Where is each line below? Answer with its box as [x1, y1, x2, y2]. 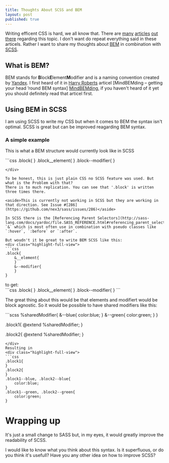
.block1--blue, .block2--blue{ [5, 376, 71, 381]
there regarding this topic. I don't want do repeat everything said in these [5, 36, 157, 42]
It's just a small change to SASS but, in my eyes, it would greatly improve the [5, 432, 164, 438]
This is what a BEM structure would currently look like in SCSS [5, 148, 135, 154]
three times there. [5, 189, 46, 194]
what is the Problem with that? [5, 181, 73, 186]
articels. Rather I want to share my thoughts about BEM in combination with [5, 41, 161, 47]
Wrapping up [5, 415, 61, 427]
